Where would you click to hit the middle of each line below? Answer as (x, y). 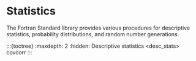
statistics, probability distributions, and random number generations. (93, 34)
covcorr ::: (19, 52)
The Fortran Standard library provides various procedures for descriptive (98, 28)
